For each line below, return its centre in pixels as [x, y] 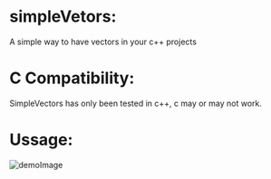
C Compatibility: [72, 78]
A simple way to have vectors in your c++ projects [103, 42]
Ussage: [41, 140]
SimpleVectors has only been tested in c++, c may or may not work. [136, 103]
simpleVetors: [63, 17]
